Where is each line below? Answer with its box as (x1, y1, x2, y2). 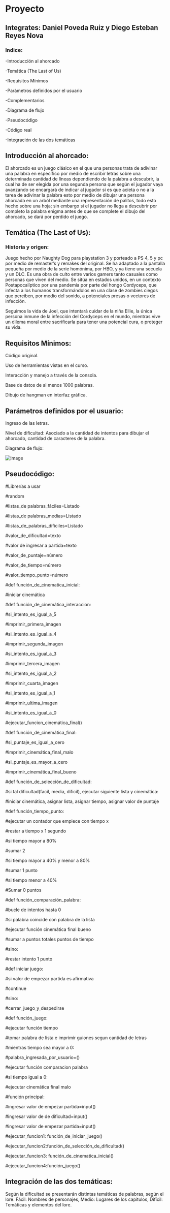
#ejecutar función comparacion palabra (5, 1064, 88, 1070)
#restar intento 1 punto (5, 956, 53, 962)
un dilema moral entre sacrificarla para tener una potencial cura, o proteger (5, 319, 163, 325)
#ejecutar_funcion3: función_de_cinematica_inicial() (5, 1153, 114, 1159)
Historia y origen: (5, 243, 49, 251)
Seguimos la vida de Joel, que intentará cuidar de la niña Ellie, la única (5, 308, 152, 314)
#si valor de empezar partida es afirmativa (5, 975, 94, 981)
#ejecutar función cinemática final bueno (5, 926, 91, 932)
